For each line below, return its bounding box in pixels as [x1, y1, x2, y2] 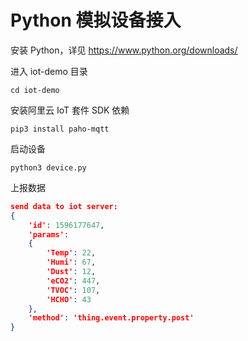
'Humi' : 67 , [46, 257, 97, 268]
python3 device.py [10, 162, 87, 173]
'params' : [28, 229, 70, 240]
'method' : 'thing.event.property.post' [28, 313, 195, 323]
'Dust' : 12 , [46, 267, 97, 277]
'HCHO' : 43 [46, 294, 92, 305]
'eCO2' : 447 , [46, 276, 101, 286]
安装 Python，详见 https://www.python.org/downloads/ [10, 44, 238, 56]
